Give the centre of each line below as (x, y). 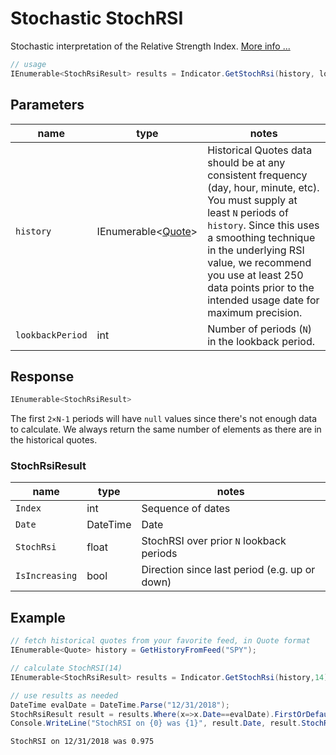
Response (42, 376)
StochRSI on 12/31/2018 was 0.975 (82, 742)
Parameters (47, 105)
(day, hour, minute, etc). (263, 187)
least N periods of (248, 212)
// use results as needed (64, 695)
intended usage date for (263, 300)
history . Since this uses (263, 225)
